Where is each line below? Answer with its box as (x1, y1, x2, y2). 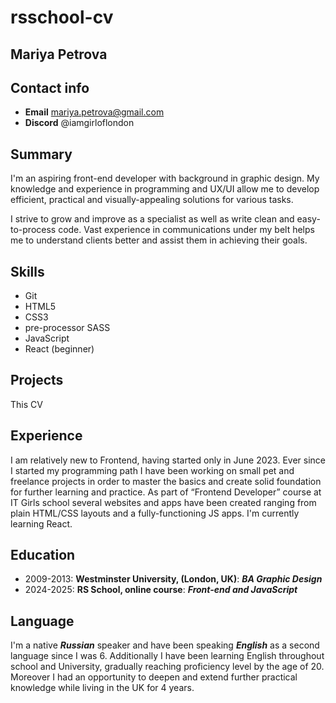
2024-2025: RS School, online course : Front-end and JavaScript (24, 584, 298, 596)
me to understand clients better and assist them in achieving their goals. (10, 234, 308, 246)
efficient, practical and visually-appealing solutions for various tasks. (10, 194, 294, 206)
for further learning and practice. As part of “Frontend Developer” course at (10, 486, 322, 498)
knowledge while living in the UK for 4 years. (10, 682, 195, 694)
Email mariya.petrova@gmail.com (24, 106, 165, 118)
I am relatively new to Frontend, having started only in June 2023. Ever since (10, 454, 326, 466)
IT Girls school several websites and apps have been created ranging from (10, 496, 317, 508)
